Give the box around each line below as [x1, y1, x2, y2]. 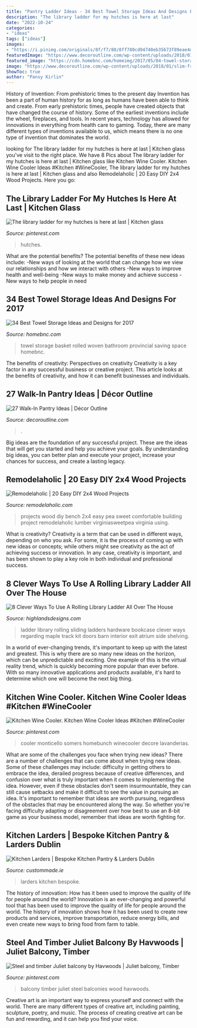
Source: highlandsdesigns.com [6, 615, 81, 622]
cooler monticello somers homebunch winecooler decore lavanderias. [20, 740, 189, 747]
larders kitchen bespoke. [20, 878, 81, 885]
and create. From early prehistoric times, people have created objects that [6, 103, 185, 110]
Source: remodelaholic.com [6, 502, 73, 509]
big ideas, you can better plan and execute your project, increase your [6, 451, 176, 458]
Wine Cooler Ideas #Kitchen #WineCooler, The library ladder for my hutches [6, 164, 191, 171]
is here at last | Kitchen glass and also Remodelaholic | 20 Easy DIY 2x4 [6, 170, 179, 177]
